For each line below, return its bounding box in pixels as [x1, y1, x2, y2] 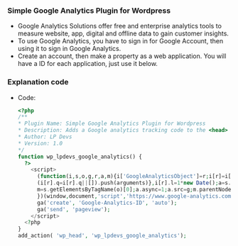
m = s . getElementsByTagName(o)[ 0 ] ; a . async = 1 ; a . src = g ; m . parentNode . [36, 186, 234, 194]
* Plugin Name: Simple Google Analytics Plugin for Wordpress [17, 120, 206, 128]
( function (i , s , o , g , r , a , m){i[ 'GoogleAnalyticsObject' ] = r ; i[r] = [36, 173, 225, 180]
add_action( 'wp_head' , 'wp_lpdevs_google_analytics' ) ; [17, 233, 187, 240]
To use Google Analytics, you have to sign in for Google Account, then [17, 37, 224, 45]
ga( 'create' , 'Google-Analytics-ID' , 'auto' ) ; [36, 199, 178, 206]
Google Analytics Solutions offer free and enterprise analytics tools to [17, 22, 222, 30]
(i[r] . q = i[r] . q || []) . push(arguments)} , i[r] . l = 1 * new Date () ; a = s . [36, 179, 232, 186]
